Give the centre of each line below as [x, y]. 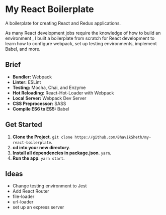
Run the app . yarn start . [38, 158]
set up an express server [38, 207]
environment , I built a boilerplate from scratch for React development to [80, 38]
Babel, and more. [23, 49]
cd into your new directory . [41, 147]
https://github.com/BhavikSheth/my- [113, 137]
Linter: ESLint [27, 82]
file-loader [23, 196]
